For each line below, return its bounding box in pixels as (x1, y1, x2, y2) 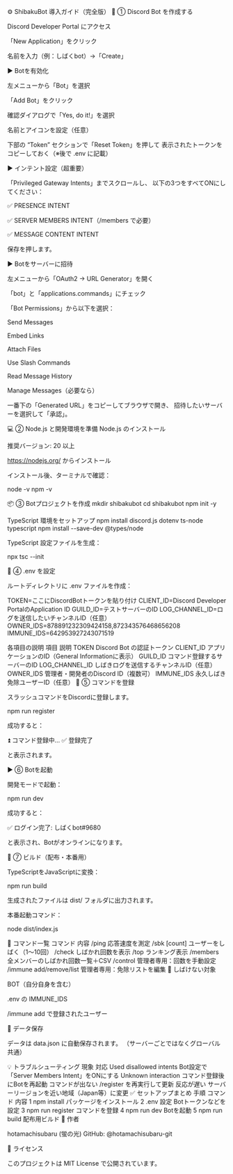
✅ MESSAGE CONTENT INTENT (7, 230, 99, 238)
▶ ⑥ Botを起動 (7, 766, 54, 774)
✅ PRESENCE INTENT (7, 202, 71, 209)
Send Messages (7, 318, 54, 326)
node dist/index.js (7, 925, 58, 933)
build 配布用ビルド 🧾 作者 (7, 1115, 80, 1123)
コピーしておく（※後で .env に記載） (7, 150, 113, 157)
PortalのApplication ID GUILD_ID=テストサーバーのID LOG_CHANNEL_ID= (7, 605, 218, 613)
